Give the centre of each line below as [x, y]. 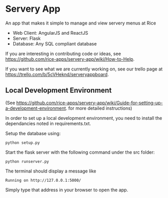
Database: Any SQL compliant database [55, 43]
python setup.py [23, 143]
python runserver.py [27, 161]
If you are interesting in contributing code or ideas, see [63, 54]
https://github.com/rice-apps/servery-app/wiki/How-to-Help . [70, 59]
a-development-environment [36, 108]
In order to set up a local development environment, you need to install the [84, 118]
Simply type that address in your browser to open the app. [67, 190]
